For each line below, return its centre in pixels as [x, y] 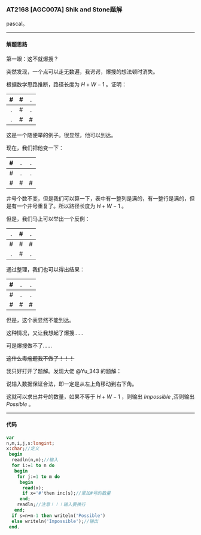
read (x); [33, 488]
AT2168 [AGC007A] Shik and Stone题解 [64, 9]
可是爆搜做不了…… [29, 345]
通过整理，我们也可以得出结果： [45, 269]
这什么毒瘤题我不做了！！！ [40, 358]
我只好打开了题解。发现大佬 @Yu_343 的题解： [64, 371]
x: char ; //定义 [23, 449]
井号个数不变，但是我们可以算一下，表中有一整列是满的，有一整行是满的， [98, 198]
